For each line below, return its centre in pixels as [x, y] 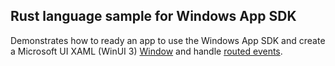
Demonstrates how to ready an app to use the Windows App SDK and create [168, 40]
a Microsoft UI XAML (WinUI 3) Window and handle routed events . [146, 51]
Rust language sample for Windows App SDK [153, 16]
